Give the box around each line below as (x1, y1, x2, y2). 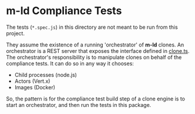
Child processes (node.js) (14, 71, 78, 78)
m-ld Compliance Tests (6, 4, 122, 18)
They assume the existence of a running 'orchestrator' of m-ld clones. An (6, 41, 184, 48)
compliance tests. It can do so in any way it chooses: (6, 60, 134, 67)
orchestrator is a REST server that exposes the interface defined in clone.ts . (6, 47, 190, 54)
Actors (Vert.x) (14, 78, 51, 85)
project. (6, 29, 25, 36)
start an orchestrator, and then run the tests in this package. (6, 101, 152, 108)
